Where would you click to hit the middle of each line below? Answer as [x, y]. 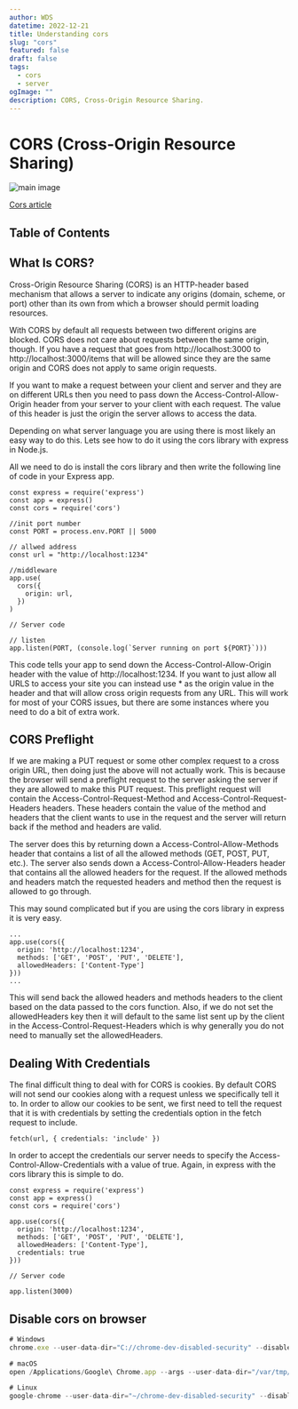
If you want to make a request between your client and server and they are [145, 385]
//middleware [33, 570]
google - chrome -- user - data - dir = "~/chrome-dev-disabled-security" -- [138, 1397]
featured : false [39, 51]
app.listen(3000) [41, 1292]
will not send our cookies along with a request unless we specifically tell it [144, 1094]
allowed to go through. [50, 892]
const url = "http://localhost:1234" [79, 555]
